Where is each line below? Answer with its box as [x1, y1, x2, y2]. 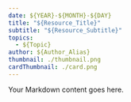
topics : [8, 33, 34, 42]
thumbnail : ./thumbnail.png [8, 56, 102, 64]
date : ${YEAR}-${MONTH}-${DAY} [8, 11, 112, 20]
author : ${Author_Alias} [8, 48, 91, 56]
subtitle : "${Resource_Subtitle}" [8, 26, 123, 34]
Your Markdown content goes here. [8, 85, 125, 94]
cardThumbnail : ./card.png [8, 63, 98, 71]
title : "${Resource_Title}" [8, 19, 102, 27]
